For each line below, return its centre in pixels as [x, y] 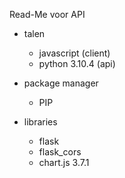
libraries [40, 122]
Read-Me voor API [47, 14]
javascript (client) [74, 53]
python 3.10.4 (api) [77, 63]
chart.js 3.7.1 [64, 162]
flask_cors [60, 152]
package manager [61, 83]
